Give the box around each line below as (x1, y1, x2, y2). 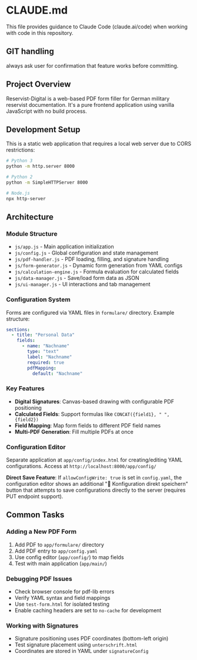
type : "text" (27, 349, 59, 355)
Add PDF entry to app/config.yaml (14, 547, 98, 554)
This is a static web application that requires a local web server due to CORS (6, 140, 192, 148)
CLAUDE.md (6, 4, 68, 17)
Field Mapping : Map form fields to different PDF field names (14, 422, 161, 429)
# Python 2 (6, 174, 33, 180)
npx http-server (6, 195, 46, 201)
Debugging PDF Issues (6, 574, 72, 583)
